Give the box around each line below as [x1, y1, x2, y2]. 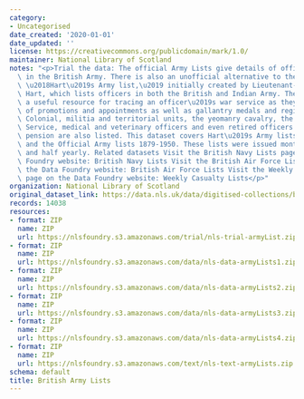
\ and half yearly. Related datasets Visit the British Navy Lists [17, 148, 278, 157]
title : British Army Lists [9, 375, 111, 385]
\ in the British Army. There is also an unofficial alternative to [17, 73, 281, 82]
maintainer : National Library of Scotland [9, 55, 172, 64]
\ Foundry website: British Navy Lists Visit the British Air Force [17, 156, 281, 166]
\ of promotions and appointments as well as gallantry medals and [17, 106, 278, 115]
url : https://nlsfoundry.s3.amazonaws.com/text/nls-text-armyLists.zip [17, 359, 294, 368]
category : [9, 13, 47, 23]
